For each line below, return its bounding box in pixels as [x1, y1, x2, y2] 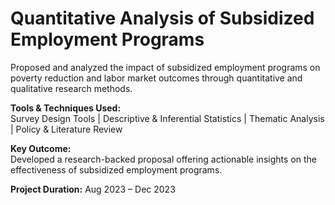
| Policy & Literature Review [10, 123, 123, 135]
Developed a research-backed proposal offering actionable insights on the [10, 153, 317, 165]
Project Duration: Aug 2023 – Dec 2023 [10, 183, 176, 195]
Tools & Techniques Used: [10, 102, 122, 114]
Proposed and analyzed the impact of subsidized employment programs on [10, 61, 321, 73]
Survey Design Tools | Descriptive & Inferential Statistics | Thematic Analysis [10, 112, 325, 124]
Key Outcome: [10, 142, 72, 154]
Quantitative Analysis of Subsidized [10, 7, 315, 30]
